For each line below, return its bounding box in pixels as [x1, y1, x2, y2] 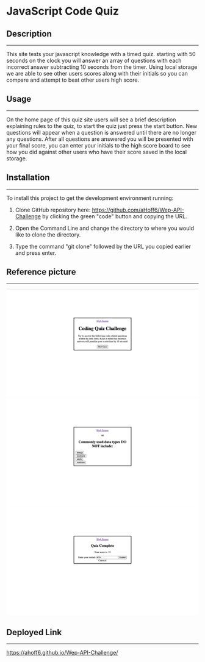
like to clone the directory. [15, 230, 81, 238]
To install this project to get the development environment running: [6, 194, 174, 202]
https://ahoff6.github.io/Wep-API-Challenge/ [6, 649, 118, 657]
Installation [6, 173, 50, 183]
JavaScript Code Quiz [6, 4, 120, 18]
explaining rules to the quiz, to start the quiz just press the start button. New [6, 122, 198, 129]
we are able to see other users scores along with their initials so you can [6, 70, 188, 77]
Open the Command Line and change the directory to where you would [15, 224, 194, 232]
